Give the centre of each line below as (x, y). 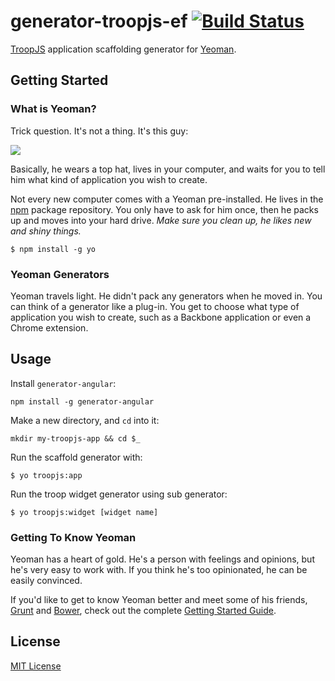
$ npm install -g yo (53, 249)
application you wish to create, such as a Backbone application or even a (161, 317)
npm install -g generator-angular (82, 401)
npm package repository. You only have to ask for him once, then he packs (164, 209)
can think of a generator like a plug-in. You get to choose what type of (155, 306)
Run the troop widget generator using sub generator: (119, 494)
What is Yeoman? (53, 109)
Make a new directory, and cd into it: (85, 420)
